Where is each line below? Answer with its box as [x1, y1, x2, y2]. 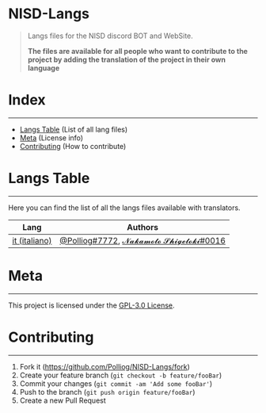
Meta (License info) [19, 132, 84, 143]
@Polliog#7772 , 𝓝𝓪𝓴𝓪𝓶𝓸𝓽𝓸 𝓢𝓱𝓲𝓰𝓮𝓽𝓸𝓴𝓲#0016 [59, 235, 226, 246]
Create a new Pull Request [19, 396, 107, 405]
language [27, 63, 60, 72]
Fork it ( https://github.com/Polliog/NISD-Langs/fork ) [19, 361, 190, 371]
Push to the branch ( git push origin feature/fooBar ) [19, 387, 196, 396]
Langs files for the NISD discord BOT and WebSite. [27, 31, 194, 40]
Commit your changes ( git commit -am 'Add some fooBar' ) [19, 378, 213, 388]
